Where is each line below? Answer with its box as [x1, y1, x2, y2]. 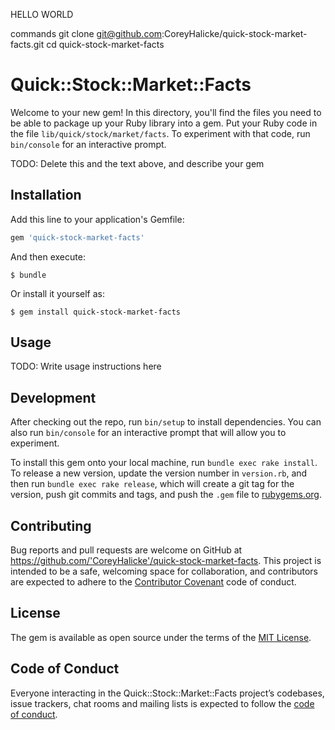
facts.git [10, 39, 45, 50]
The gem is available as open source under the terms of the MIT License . [10, 631, 312, 643]
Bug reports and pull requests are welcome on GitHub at [10, 544, 243, 556]
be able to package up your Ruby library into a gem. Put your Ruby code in [10, 117, 318, 129]
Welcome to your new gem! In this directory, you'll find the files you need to [10, 106, 322, 118]
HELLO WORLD [10, 9, 74, 20]
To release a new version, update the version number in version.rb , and [10, 467, 308, 479]
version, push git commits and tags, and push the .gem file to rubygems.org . [10, 489, 323, 501]
